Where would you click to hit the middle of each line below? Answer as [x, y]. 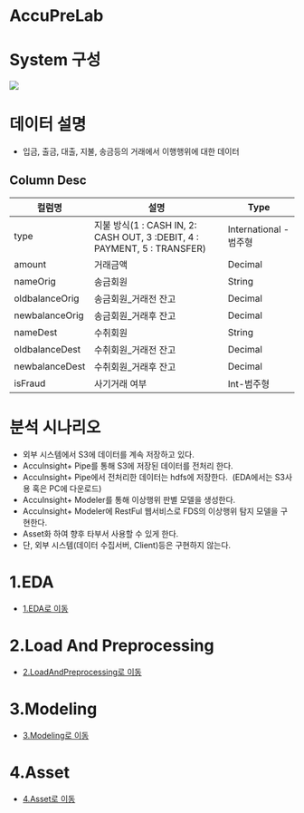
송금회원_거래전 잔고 [135, 298]
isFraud [30, 383]
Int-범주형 [248, 383]
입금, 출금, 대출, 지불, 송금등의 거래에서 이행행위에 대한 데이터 [131, 151]
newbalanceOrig [49, 315]
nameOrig [35, 281]
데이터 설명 [48, 125]
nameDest [36, 332]
